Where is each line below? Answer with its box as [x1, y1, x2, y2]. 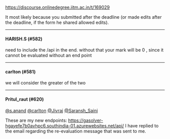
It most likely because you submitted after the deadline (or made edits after [5, 14, 162, 20]
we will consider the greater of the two [5, 80, 86, 86]
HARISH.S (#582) [5, 35, 43, 42]
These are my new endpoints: [5, 117, 67, 123]
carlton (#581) [5, 68, 36, 75]
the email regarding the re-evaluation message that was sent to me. [5, 128, 146, 134]
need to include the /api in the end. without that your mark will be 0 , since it [5, 47, 164, 53]
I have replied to [125, 122, 159, 128]
